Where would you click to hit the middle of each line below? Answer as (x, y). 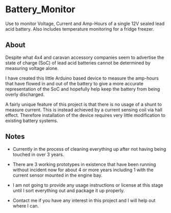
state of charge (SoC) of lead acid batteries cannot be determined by (78, 63)
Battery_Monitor (40, 9)
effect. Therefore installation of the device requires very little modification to (86, 115)
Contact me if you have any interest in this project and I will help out (84, 200)
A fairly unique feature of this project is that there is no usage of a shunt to (84, 104)
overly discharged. (25, 94)
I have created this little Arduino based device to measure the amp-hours (82, 78)
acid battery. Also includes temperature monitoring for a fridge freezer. (80, 29)
